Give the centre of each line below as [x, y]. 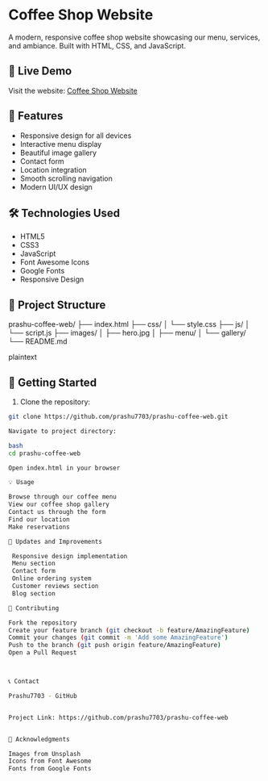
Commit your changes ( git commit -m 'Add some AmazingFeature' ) [118, 638]
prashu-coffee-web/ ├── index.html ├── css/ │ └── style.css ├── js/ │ [129, 324]
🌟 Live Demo [40, 71]
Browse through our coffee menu [62, 497]
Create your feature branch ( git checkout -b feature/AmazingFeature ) [129, 630]
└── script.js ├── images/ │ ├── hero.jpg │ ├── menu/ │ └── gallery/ [128, 333]
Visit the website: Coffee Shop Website [73, 90]
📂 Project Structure [57, 305]
